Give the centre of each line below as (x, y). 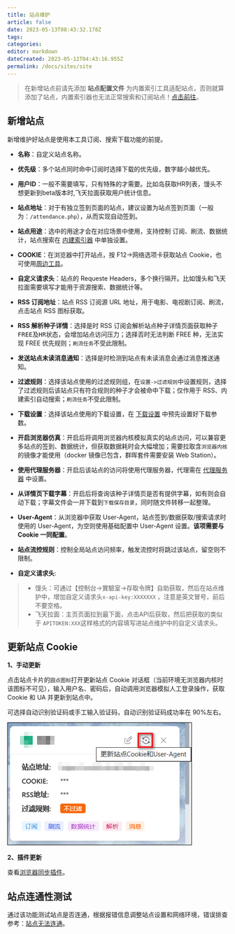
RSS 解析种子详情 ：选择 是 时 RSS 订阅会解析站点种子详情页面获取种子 (117, 325)
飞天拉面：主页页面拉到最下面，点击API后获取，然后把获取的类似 (128, 614)
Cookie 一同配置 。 (44, 535)
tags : (15, 37)
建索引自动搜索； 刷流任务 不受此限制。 (71, 399)
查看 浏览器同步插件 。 (38, 872)
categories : (24, 44)
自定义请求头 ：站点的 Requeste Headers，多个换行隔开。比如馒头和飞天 (121, 278)
